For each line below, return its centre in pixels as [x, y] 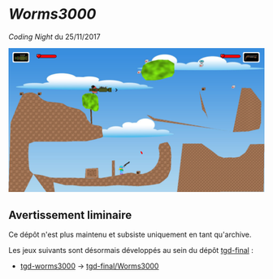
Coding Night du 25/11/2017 [54, 37]
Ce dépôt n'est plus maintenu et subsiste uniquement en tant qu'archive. [130, 235]
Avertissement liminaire [70, 215]
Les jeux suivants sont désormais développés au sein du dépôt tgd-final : [131, 251]
